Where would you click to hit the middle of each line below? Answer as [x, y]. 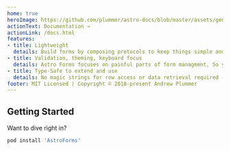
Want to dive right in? [37, 128]
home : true [23, 13]
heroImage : [23, 20]
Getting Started [41, 112]
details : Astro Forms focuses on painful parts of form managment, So [116, 65]
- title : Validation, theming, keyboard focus [75, 58]
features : [21, 39]
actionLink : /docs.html [41, 33]
